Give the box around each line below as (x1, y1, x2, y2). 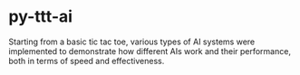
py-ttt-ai (8, 6, 73, 27)
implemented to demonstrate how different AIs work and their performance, (8, 45, 292, 56)
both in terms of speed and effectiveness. (8, 55, 165, 66)
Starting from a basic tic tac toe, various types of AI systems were (8, 36, 256, 47)
